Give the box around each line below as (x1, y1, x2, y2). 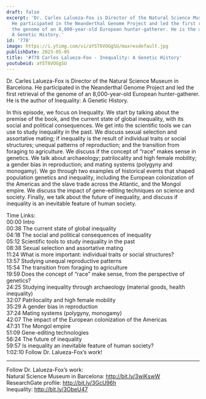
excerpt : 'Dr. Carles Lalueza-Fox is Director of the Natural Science (6, 15, 191, 21)
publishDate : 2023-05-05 (6, 49, 70, 55)
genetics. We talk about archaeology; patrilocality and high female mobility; (6, 154, 197, 161)
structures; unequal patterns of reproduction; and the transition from (6, 141, 180, 148)
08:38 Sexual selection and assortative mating (6, 244, 124, 251)
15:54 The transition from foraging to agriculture (6, 264, 128, 271)
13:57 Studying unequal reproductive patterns (6, 257, 122, 264)
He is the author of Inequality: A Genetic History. (6, 96, 129, 104)
